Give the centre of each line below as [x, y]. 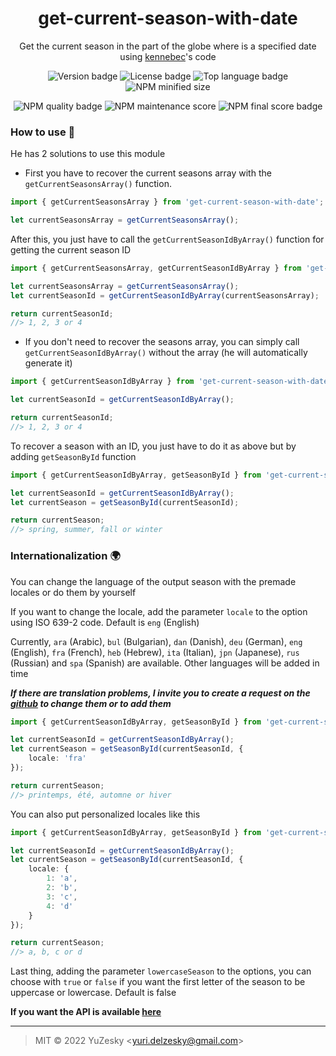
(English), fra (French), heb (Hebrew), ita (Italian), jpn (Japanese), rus [155, 652]
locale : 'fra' [57, 758]
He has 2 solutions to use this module [88, 154]
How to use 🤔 [43, 132]
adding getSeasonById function [73, 456]
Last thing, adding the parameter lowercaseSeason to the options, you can [161, 971]
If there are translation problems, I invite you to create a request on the [160, 693]
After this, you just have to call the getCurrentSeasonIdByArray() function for [167, 239]
